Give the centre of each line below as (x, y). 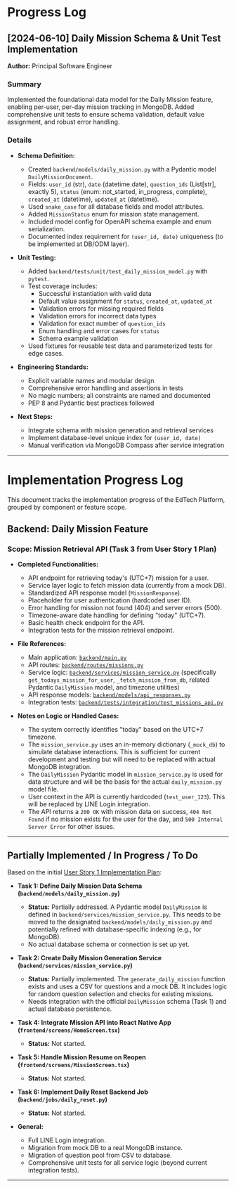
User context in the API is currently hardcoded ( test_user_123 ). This (126, 797)
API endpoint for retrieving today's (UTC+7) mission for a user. (118, 578)
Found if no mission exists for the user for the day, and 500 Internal (125, 819)
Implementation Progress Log (96, 480)
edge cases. (46, 353)
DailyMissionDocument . (60, 176)
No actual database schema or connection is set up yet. (109, 944)
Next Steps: (35, 416)
